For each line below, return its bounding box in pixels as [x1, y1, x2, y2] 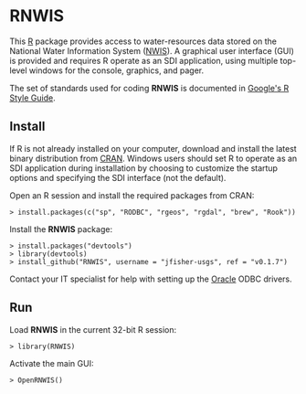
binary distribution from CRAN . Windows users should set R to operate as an [9, 153, 298, 164]
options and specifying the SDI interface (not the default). [9, 172, 227, 183]
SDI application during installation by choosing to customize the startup [9, 162, 279, 174]
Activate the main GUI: [9, 357, 94, 368]
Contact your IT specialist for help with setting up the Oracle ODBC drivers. [9, 273, 292, 284]
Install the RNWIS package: [9, 223, 112, 234]
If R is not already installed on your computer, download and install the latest [9, 143, 297, 154]
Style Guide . [9, 92, 57, 103]
